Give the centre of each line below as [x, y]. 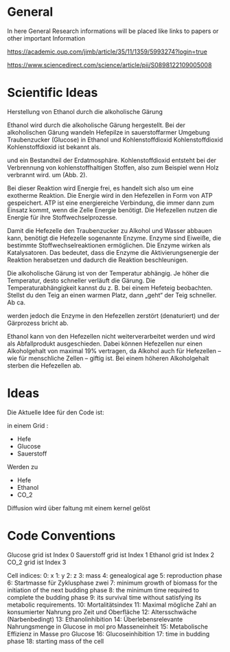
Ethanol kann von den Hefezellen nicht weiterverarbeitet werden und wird [111, 336]
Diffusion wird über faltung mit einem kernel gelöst [79, 508]
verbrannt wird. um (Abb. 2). [47, 175]
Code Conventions [61, 536]
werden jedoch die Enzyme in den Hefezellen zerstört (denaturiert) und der [113, 315]
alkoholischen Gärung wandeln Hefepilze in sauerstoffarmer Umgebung [109, 132]
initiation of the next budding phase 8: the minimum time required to [103, 590]
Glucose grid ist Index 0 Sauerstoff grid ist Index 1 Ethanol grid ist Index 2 [111, 554]
